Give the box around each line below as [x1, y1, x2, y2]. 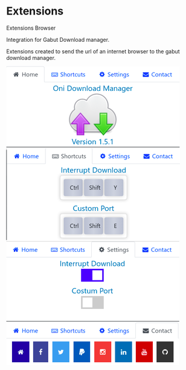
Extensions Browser [6, 24, 56, 31]
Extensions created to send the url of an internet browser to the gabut [6, 47, 180, 55]
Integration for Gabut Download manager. [6, 36, 110, 43]
